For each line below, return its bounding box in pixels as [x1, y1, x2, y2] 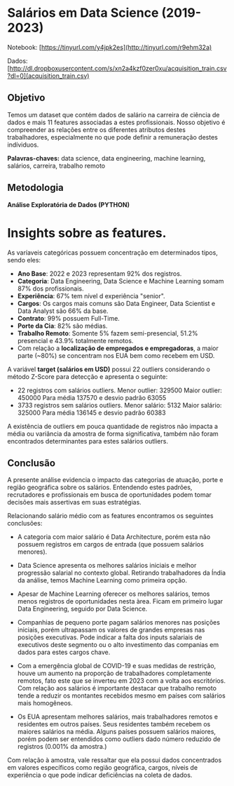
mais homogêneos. [17, 699, 73, 707]
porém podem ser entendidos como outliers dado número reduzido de [17, 735, 221, 743]
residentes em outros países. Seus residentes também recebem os [17, 720, 211, 728]
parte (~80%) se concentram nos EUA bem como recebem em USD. [17, 351, 215, 359]
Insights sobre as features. [7, 225, 167, 241]
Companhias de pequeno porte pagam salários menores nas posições [17, 618, 221, 627]
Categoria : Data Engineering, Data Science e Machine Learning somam [17, 277, 224, 285]
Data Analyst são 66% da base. [17, 307, 109, 315]
